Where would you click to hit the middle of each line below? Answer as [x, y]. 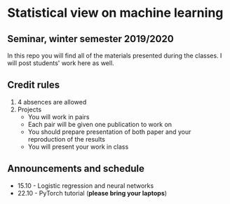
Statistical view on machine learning [115, 13]
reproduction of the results [66, 139]
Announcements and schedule [76, 169]
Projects [29, 109]
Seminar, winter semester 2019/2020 [90, 39]
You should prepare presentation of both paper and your [109, 132]
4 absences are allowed [52, 102]
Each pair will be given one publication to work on [100, 124]
